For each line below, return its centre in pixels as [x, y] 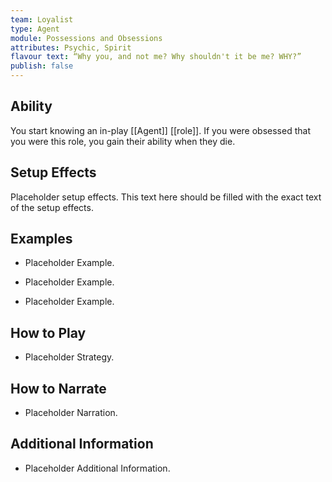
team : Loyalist [42, 19]
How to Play [48, 332]
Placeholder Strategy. [69, 357]
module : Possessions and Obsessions [86, 38]
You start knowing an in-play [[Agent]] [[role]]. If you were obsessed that [160, 130]
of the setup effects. [52, 207]
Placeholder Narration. [71, 413]
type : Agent [35, 29]
